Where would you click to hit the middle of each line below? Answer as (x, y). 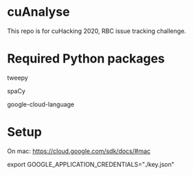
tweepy (18, 78)
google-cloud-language (41, 104)
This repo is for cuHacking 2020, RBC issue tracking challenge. (97, 31)
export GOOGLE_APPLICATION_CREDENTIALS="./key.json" (91, 164)
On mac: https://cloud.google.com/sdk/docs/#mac (79, 151)
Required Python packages (86, 59)
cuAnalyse (38, 12)
